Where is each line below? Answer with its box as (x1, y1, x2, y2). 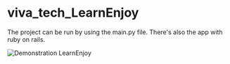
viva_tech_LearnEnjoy (7, 5, 139, 21)
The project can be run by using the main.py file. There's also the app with (7, 28, 223, 36)
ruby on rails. (7, 35, 46, 43)
